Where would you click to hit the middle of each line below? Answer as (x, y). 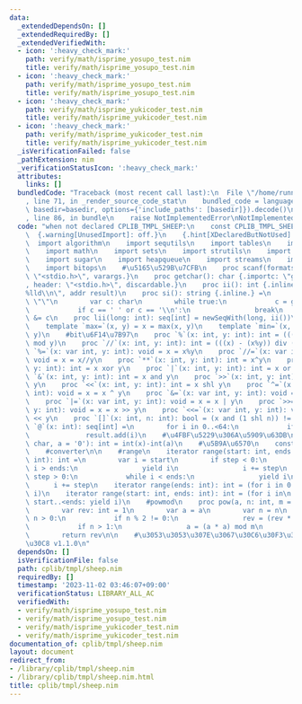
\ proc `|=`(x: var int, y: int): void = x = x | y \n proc (151, 402)
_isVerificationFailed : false (74, 151)
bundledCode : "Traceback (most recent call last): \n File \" (136, 193)
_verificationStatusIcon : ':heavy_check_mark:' (108, 168)
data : (19, 18)
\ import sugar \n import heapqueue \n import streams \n (148, 260)
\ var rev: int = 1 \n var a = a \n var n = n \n (156, 510)
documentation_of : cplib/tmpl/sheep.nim (86, 644)
